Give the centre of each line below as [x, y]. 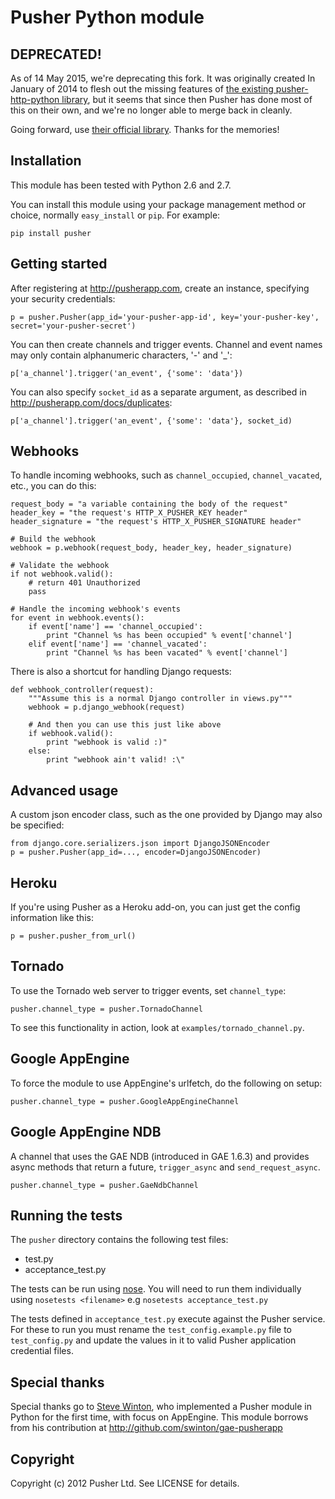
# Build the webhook [53, 539]
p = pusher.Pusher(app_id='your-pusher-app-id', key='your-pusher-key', [165, 317]
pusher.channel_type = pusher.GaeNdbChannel [104, 1185]
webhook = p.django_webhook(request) [107, 707]
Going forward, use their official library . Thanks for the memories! [145, 129]
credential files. [42, 1351]
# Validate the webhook [60, 566]
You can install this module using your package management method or [158, 204]
